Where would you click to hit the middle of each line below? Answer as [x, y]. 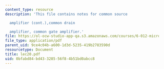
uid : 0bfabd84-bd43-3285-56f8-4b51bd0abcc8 [50, 59]
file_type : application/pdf [34, 41]
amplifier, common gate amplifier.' [47, 32]
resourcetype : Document [29, 50]
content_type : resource [29, 9]
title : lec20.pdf [23, 54]
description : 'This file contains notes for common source [66, 14]
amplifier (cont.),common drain [42, 23]
